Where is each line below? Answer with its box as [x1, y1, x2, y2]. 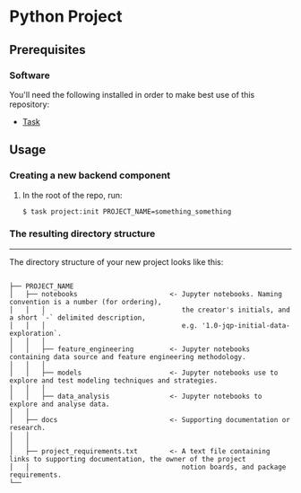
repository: [9, 99, 50, 110]
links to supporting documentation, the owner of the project [9, 454, 246, 463]
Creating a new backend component [9, 169, 171, 181]
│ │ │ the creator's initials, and [9, 305, 291, 314]
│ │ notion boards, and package [9, 462, 287, 471]
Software [9, 69, 51, 82]
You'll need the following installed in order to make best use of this [9, 89, 255, 100]
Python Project [9, 6, 123, 27]
